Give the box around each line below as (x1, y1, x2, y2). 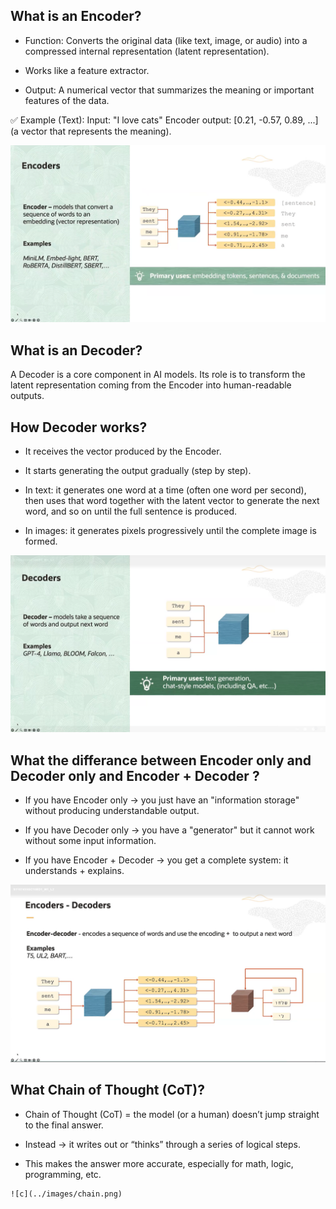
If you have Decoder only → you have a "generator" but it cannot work (24, 824, 315, 836)
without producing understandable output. (24, 805, 200, 817)
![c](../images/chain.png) (10, 1189, 123, 1199)
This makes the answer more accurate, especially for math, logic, (24, 1157, 294, 1169)
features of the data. (24, 94, 110, 106)
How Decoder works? (10, 419, 148, 436)
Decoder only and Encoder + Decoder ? (10, 767, 260, 784)
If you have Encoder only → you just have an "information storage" (24, 794, 300, 806)
